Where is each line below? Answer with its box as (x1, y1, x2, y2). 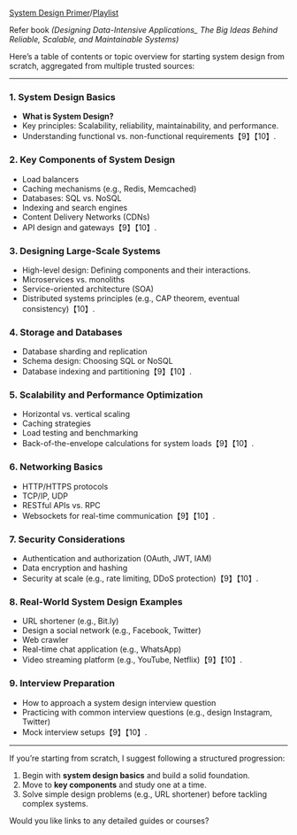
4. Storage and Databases (9, 326, 123, 338)
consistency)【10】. (21, 303, 95, 313)
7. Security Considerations (9, 533, 126, 545)
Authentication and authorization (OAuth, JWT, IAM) (21, 553, 212, 564)
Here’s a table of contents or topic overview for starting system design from (9, 51, 285, 61)
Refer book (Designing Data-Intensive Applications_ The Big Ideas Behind (9, 25, 278, 35)
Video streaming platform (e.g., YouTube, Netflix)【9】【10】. (21, 654, 243, 665)
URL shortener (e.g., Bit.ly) (21, 615, 119, 627)
